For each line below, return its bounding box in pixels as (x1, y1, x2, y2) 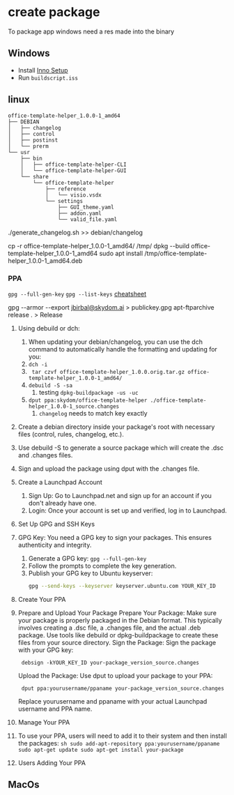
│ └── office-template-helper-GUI (20, 167, 127, 174)
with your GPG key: (17, 646, 74, 654)
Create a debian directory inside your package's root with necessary (17, 423, 215, 431)
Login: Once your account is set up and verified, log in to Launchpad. (28, 506, 227, 515)
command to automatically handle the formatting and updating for (28, 344, 218, 353)
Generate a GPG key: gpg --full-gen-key (28, 554, 147, 562)
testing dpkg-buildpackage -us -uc (38, 388, 139, 396)
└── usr (8, 149, 31, 156)
